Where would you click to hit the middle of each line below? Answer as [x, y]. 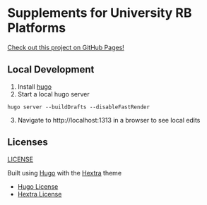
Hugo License [38, 186]
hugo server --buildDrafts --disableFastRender [79, 107]
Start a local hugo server [53, 94]
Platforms [36, 28]
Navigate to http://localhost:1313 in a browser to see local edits [109, 120]
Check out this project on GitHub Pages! [66, 47]
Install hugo [34, 87]
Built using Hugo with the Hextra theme [65, 173]
